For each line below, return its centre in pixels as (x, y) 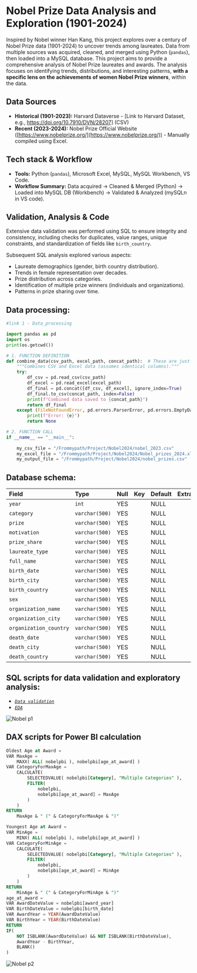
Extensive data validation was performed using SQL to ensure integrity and (96, 231)
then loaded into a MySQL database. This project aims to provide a (86, 58)
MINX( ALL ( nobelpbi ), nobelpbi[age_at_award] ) (79, 838)
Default (161, 494)
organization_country (39, 628)
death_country (29, 657)
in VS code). (30, 199)
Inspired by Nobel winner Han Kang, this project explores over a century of (96, 39)
